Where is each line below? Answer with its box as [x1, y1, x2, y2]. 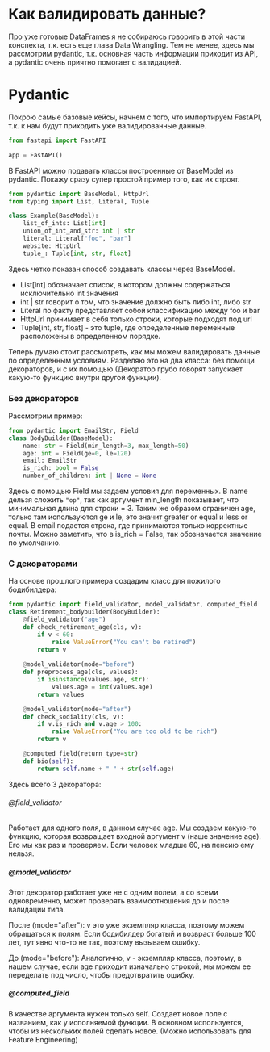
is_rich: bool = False [23, 464, 99, 472]
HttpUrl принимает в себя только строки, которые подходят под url [19, 314, 252, 324]
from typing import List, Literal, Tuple [8, 197, 150, 206]
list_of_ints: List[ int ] [23, 220, 106, 228]
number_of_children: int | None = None [23, 472, 157, 480]
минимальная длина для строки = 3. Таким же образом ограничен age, [8, 504, 255, 513]
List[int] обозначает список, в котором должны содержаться [19, 279, 231, 289]
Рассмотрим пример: [8, 411, 83, 421]
